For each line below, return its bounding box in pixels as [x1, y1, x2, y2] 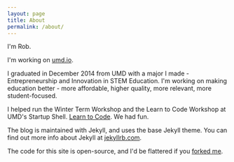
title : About [7, 17, 46, 24]
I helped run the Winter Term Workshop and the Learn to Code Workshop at [7, 105, 226, 114]
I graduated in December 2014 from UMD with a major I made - [7, 69, 189, 78]
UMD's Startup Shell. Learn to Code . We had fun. [7, 112, 149, 121]
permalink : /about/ [7, 23, 64, 30]
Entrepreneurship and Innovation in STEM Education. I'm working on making [7, 77, 228, 85]
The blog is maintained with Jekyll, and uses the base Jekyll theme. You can [7, 126, 228, 135]
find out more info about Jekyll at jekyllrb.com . [7, 133, 142, 142]
